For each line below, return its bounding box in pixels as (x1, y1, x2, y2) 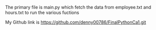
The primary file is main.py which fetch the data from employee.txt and (5, 4, 151, 10)
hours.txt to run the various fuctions (5, 9, 79, 15)
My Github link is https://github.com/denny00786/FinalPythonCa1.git (5, 19, 146, 25)
